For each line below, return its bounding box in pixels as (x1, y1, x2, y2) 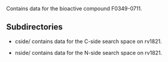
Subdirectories (6, 22, 63, 32)
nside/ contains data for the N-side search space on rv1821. (14, 49, 163, 56)
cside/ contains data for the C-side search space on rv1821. (14, 38, 163, 45)
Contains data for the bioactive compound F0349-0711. (6, 5, 142, 12)
